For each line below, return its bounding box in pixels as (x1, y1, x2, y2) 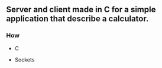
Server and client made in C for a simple (6, 5, 156, 15)
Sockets (14, 56, 35, 63)
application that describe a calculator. (6, 14, 149, 24)
